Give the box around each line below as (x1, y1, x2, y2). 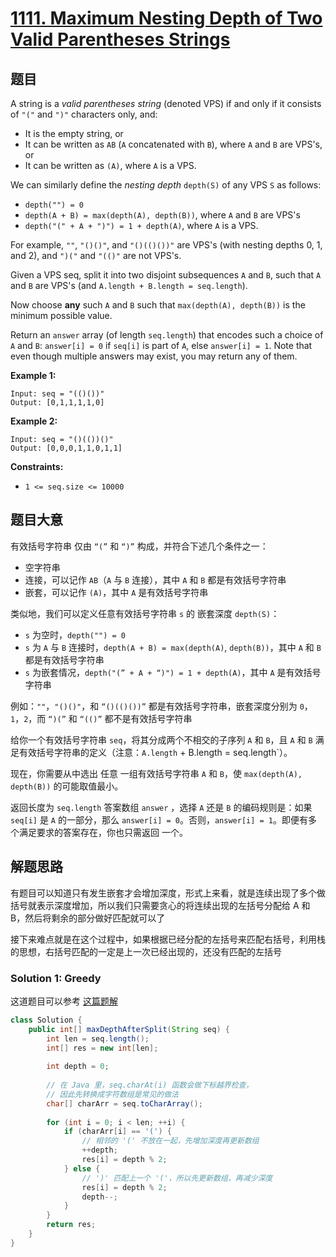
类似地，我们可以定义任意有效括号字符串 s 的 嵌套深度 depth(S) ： (10, 607, 280, 619)
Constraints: (10, 461, 64, 472)
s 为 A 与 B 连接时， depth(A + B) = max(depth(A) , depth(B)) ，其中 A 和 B (24, 641, 322, 653)
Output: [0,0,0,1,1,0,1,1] (10, 443, 123, 453)
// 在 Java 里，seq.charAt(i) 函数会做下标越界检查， (46, 1080, 254, 1091)
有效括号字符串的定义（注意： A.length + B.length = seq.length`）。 (18, 746, 293, 758)
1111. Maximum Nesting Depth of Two (10, 7, 323, 30)
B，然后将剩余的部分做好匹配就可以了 (10, 912, 166, 924)
